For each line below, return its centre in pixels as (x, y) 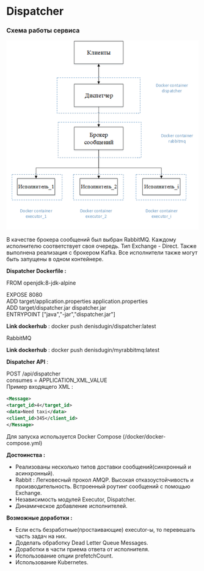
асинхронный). (35, 473)
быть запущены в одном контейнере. (55, 259)
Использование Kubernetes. (52, 562)
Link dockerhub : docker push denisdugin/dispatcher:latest (81, 326)
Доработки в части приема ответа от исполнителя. (82, 549)
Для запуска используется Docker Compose (64, 436)
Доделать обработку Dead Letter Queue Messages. (82, 542)
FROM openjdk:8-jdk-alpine (41, 283)
